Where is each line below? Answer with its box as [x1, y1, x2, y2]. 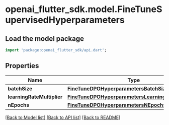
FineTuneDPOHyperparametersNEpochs [67, 101, 166, 108]
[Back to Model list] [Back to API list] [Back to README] [5, 114, 121, 120]
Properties [5, 61, 39, 70]
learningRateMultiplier [8, 93, 63, 100]
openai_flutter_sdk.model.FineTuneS [5, 4, 162, 15]
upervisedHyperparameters [5, 14, 125, 26]
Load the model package [5, 34, 84, 43]
